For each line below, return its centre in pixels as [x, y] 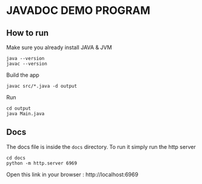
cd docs [16, 158]
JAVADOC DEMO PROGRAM [78, 11]
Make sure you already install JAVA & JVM [59, 47]
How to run [28, 33]
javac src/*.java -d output [42, 86]
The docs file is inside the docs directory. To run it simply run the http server [101, 146]
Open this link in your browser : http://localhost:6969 [72, 174]
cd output [19, 108]
